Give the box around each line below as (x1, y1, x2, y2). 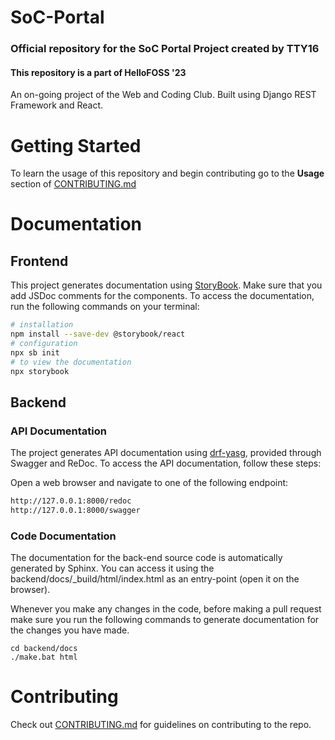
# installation (10, 320, 74, 330)
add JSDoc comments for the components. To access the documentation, (10, 290, 315, 302)
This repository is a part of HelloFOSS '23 (10, 66, 187, 78)
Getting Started (10, 134, 142, 157)
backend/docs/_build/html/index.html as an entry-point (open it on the (10, 573, 300, 585)
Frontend (10, 252, 69, 270)
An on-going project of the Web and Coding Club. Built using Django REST (10, 89, 317, 101)
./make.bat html (10, 652, 78, 663)
